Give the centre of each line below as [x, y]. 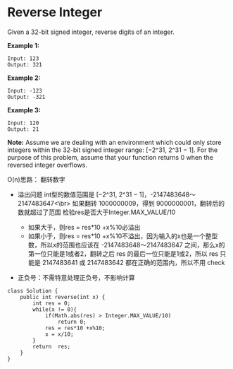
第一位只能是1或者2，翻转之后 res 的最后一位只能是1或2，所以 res [123, 253]
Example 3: [24, 110]
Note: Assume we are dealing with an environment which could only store [114, 142]
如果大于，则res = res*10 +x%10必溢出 [84, 227]
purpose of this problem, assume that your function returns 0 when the [110, 157]
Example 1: [24, 45]
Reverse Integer [55, 12]
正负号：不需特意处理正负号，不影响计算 [76, 277]
